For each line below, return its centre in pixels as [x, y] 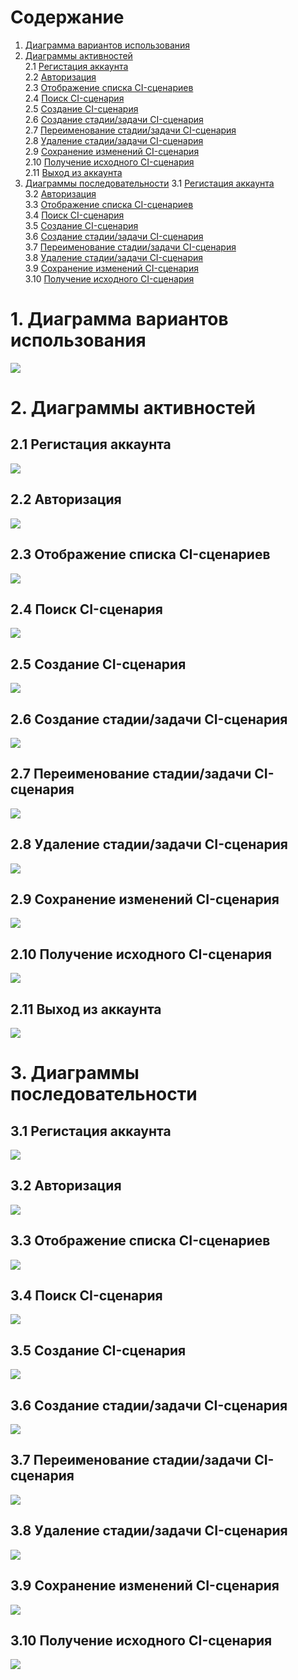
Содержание [67, 17]
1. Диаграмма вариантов [119, 319]
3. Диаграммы [75, 1073]
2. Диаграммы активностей [133, 408]
